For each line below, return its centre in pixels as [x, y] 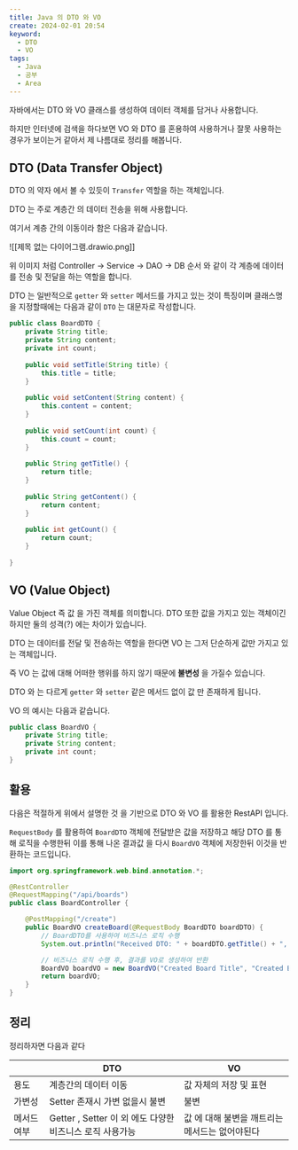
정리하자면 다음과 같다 [47, 1045]
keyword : [25, 34]
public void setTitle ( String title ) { [97, 364]
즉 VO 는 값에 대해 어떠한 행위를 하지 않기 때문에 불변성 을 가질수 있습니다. [137, 673]
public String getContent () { [81, 497]
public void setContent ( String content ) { [105, 398]
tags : [19, 59]
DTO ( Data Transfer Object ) [86, 168]
